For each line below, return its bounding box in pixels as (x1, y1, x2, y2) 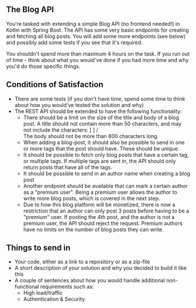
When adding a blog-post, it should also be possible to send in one (23, 139, 185, 146)
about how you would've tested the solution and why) (14, 101, 145, 108)
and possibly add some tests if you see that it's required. (6, 39, 143, 46)
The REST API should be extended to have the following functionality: (14, 108, 183, 115)
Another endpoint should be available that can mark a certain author (23, 182, 188, 189)
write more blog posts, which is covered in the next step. (23, 194, 160, 201)
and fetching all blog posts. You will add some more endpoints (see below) (6, 32, 186, 40)
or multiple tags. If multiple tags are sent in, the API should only (23, 158, 176, 165)
